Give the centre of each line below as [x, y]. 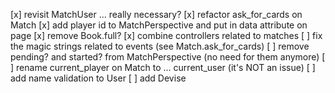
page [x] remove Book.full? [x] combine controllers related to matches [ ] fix [166, 35]
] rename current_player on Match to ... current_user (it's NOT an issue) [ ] [163, 67]
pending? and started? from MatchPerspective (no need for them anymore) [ [168, 57]
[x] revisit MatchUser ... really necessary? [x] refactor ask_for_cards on [156, 14]
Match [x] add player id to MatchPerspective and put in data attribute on [159, 25]
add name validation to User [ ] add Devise [98, 78]
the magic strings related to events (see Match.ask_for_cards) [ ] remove [160, 46]
